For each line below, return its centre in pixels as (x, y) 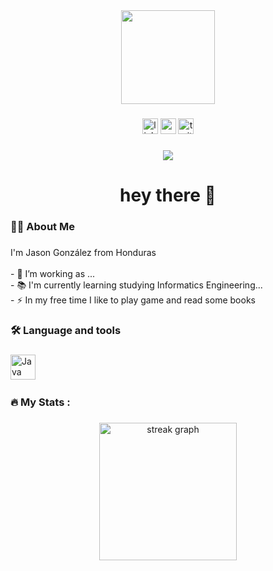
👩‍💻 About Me (42, 226)
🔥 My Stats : (40, 402)
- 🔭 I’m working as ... (53, 273)
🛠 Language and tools (66, 330)
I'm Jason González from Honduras (83, 252)
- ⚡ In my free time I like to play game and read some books (133, 300)
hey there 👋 (168, 195)
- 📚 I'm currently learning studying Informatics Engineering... (136, 285)
